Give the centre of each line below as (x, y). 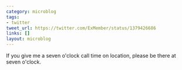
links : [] (18, 34)
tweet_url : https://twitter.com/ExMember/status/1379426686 (81, 28)
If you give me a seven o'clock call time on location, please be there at (91, 56)
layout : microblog (28, 39)
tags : (13, 17)
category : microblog (31, 11)
